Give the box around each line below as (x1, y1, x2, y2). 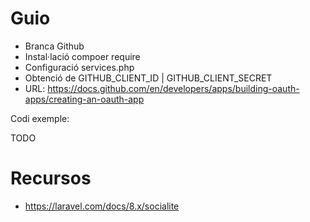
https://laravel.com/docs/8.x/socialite (24, 200, 180, 212)
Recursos (10, 167, 92, 190)
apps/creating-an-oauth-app (24, 93, 145, 105)
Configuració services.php (24, 61, 135, 73)
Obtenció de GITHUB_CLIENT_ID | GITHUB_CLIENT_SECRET (24, 72, 273, 84)
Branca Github (24, 40, 85, 52)
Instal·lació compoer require (24, 50, 141, 62)
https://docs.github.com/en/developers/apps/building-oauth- (47, 82, 300, 94)
